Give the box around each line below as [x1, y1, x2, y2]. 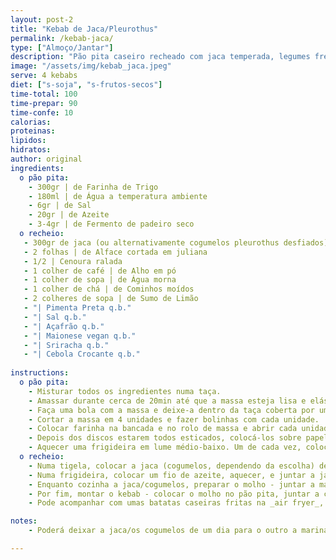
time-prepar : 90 [10, 98, 78, 108]
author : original [10, 154, 83, 164]
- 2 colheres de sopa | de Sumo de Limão [23, 294, 199, 304]
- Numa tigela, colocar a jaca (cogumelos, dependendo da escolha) [28, 461, 315, 471]
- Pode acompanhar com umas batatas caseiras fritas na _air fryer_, [28, 498, 325, 508]
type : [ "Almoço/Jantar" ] [10, 42, 114, 53]
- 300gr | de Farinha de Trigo [28, 182, 159, 192]
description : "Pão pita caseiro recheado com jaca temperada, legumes [10, 52, 311, 62]
